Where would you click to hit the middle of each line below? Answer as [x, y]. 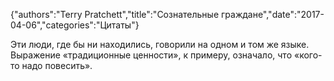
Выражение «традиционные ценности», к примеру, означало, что [151, 55]
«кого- [308, 55]
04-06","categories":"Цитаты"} [75, 25]
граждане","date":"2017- [272, 14]
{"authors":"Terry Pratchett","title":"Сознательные [115, 14]
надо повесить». [57, 65]
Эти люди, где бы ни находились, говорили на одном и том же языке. [160, 44]
